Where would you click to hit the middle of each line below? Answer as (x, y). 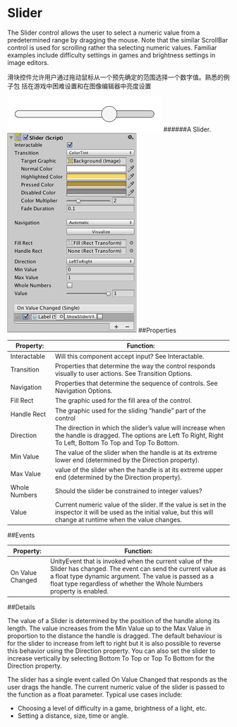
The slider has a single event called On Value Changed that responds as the (117, 679)
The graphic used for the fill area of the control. (124, 401)
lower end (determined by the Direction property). (127, 460)
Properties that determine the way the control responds (135, 366)
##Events (21, 536)
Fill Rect (22, 401)
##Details (21, 607)
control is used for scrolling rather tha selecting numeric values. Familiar (112, 47)
